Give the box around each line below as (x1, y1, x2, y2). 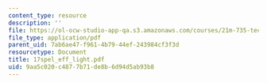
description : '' (8, 19, 62, 27)
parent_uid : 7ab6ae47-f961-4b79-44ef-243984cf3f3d (8, 41, 180, 49)
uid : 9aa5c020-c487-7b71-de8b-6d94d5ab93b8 (8, 63, 155, 71)
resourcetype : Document (8, 48, 87, 56)
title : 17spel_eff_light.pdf (8, 56, 105, 64)
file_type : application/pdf (8, 33, 102, 42)
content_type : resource (8, 11, 87, 20)
